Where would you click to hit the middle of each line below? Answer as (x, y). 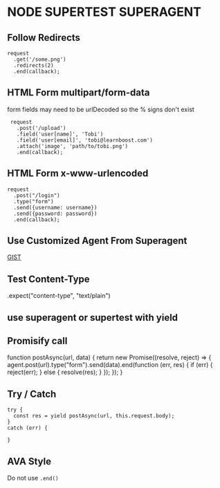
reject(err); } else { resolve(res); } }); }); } (65, 372)
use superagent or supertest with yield (93, 318)
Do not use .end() (33, 478)
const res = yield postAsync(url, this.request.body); (94, 416)
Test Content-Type (48, 279)
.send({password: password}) (55, 214)
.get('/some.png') (40, 59)
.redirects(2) (34, 66)
